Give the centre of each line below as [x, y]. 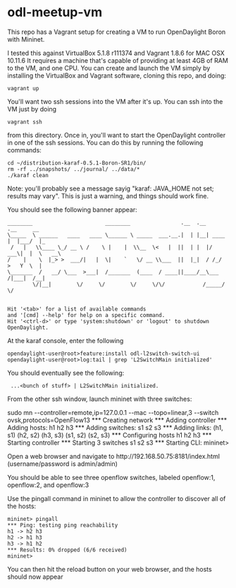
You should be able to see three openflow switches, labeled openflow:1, [111, 477]
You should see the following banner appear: [72, 210]
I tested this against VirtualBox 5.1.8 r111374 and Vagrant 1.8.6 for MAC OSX [116, 53]
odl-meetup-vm [55, 12]
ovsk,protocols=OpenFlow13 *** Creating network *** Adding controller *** [117, 420]
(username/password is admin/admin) [63, 464]
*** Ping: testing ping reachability [63, 525]
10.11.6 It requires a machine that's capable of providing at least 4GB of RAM [118, 60]
